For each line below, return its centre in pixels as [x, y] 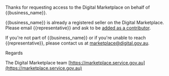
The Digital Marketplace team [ [38, 63]
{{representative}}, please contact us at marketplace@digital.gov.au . [77, 43]
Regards [14, 53]
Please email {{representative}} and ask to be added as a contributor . [78, 28]
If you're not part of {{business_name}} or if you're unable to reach [76, 38]
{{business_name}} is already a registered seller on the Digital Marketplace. [85, 23]
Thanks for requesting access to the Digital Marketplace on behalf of [78, 7]
